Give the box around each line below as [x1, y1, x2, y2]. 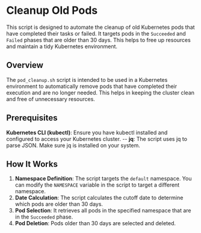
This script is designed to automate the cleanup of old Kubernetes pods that [6, 23, 195, 31]
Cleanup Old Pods [6, 4, 98, 17]
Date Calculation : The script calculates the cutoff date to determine [14, 194, 184, 202]
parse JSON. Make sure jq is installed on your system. [6, 141, 140, 149]
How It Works [6, 159, 58, 169]
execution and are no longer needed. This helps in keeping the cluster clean [6, 89, 194, 96]
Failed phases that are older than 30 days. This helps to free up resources [6, 36, 191, 43]
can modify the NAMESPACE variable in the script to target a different [14, 181, 180, 188]
